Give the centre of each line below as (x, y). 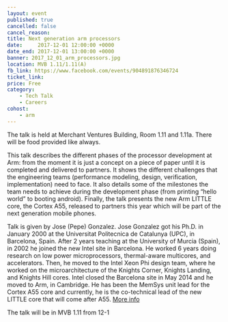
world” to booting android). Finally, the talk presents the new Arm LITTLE (109, 198)
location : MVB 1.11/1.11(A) (47, 64)
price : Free (24, 83)
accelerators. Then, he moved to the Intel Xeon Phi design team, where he (111, 263)
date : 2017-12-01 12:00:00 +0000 (61, 45)
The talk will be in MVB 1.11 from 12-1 (58, 312)
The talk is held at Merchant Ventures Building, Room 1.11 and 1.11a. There (110, 135)
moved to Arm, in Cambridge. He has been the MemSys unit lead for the (109, 284)
